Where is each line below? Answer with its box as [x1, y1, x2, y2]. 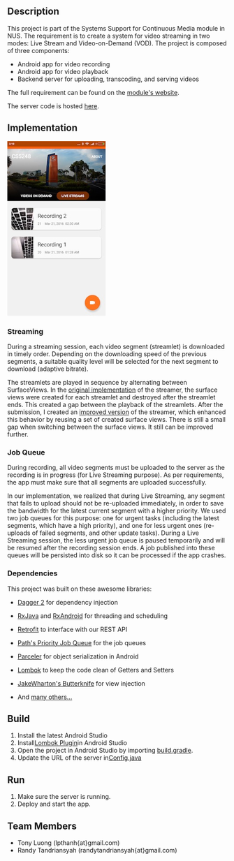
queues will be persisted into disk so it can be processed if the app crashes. [7, 551, 226, 559]
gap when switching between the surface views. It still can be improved [7, 422, 214, 431]
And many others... [17, 693, 73, 701]
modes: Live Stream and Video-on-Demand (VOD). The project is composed [7, 38, 227, 47]
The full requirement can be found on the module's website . [7, 88, 180, 96]
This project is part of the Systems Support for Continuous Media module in [7, 24, 226, 32]
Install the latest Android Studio [17, 731, 108, 739]
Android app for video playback [17, 67, 109, 75]
